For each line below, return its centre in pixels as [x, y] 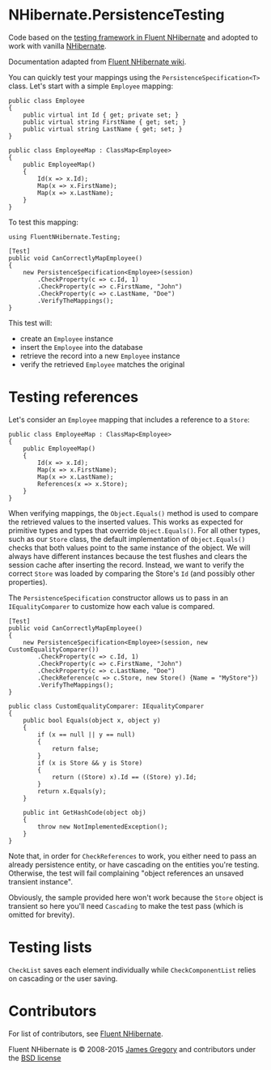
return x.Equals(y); [72, 791]
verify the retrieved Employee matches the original [102, 364]
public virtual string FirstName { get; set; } [104, 122]
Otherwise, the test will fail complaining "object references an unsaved [126, 873]
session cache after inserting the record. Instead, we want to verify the [126, 565]
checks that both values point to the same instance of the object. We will [129, 548]
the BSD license [35, 1058]
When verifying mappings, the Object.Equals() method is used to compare [133, 513]
